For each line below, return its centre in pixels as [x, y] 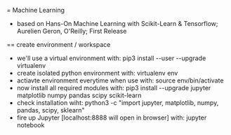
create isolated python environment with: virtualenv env [97, 73]
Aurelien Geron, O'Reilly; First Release [72, 31]
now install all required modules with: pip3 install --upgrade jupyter [114, 88]
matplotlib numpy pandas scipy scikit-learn [79, 95]
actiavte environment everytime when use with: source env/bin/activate [120, 80]
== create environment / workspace [59, 44]
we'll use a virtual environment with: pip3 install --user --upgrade [111, 58]
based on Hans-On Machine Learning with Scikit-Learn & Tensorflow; [117, 23]
